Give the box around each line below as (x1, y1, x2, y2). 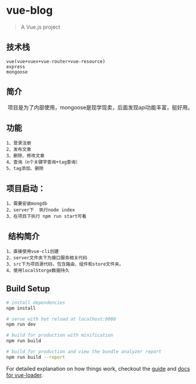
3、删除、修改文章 (6, 153, 45, 159)
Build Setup (6, 284, 50, 294)
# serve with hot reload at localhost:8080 (6, 316, 117, 322)
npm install (6, 305, 36, 311)
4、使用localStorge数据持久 (6, 267, 70, 273)
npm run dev (6, 321, 36, 328)
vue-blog (6, 4, 53, 17)
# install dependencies (6, 300, 66, 306)
